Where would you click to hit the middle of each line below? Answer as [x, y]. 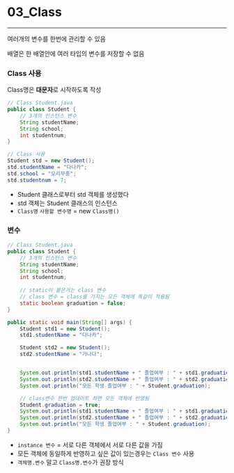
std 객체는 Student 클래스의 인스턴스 [68, 203]
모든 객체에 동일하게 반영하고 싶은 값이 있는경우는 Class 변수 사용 [106, 454]
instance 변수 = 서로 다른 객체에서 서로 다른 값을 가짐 [90, 444]
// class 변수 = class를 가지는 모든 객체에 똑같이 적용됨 [95, 297]
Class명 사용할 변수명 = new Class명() [68, 211]
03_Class [35, 12]
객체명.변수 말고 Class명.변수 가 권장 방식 [70, 462]
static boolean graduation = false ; [73, 303]
